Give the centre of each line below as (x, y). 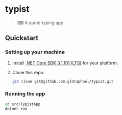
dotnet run (16, 109)
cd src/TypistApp (23, 104)
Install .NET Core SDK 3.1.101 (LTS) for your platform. (65, 63)
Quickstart (22, 38)
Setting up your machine (35, 52)
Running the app (25, 94)
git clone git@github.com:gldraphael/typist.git (63, 81)
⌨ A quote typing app (40, 23)
